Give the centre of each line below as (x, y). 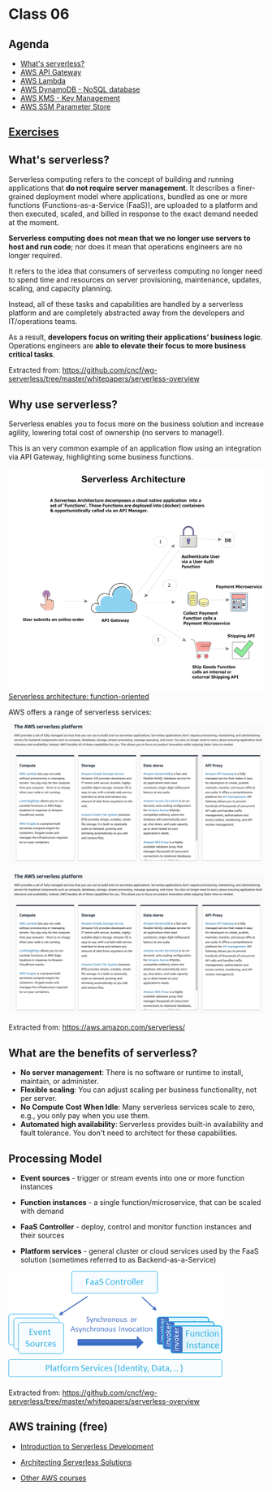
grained (22, 197)
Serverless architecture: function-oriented (79, 697)
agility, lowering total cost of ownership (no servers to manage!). (117, 433)
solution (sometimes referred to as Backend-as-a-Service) (118, 1260)
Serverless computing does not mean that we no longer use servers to (130, 238)
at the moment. (34, 222)
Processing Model (55, 1158)
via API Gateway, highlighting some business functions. (101, 457)
